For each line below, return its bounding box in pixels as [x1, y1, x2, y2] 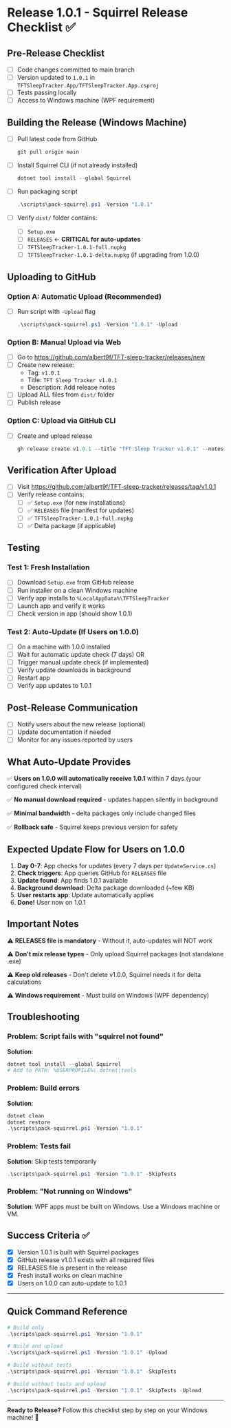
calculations [7, 978, 41, 986]
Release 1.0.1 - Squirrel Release [7, 5, 188, 21]
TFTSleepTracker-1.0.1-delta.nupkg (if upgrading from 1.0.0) [27, 251, 199, 259]
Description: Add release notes [27, 384, 115, 392]
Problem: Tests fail [7, 1142, 71, 1151]
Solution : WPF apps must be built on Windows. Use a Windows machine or [7, 1202, 221, 1210]
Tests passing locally [16, 88, 77, 97]
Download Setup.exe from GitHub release [16, 578, 135, 587]
